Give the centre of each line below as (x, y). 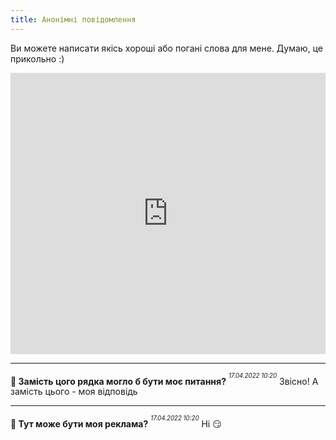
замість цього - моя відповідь (74, 392)
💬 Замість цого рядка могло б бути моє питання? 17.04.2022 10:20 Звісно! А (164, 379)
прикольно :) (37, 58)
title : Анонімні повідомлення (73, 19)
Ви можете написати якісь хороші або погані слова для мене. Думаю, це (166, 48)
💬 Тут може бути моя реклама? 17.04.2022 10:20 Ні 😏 (116, 422)
